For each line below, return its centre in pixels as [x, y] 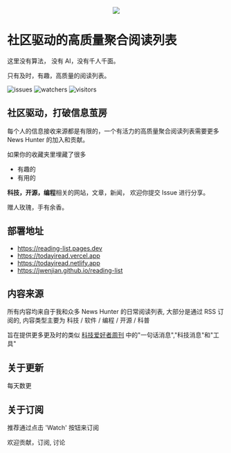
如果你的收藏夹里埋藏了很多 [47, 154]
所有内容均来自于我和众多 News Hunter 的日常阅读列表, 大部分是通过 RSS [112, 312]
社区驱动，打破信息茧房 [57, 113]
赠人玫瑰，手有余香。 [37, 207]
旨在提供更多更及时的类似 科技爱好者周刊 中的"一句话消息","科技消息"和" [110, 335]
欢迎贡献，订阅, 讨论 [36, 442]
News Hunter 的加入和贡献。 [48, 139]
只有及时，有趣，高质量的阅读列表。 [59, 75]
